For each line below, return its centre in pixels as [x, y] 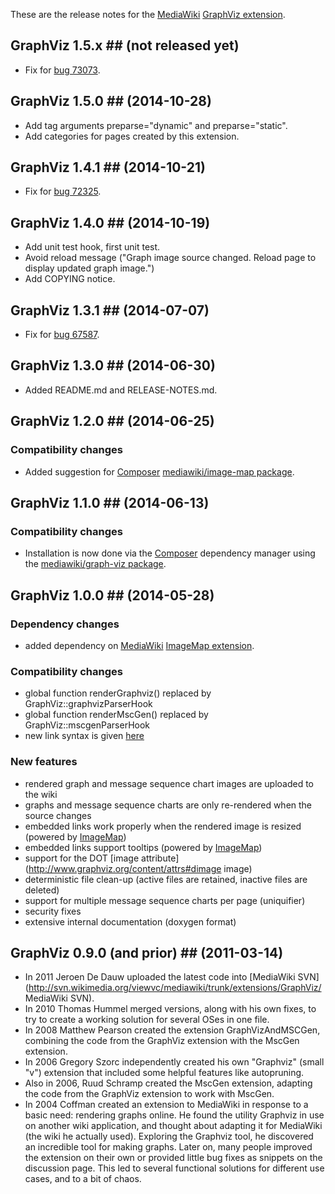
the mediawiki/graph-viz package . [95, 564]
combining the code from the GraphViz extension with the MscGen [162, 1041]
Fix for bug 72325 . [63, 191]
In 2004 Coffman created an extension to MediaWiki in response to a [166, 1105]
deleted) [42, 890]
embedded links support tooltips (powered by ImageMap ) [143, 847]
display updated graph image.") [89, 268]
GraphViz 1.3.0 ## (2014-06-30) [113, 365]
